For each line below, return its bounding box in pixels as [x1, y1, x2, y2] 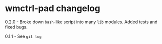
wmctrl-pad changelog [5, 3, 101, 14]
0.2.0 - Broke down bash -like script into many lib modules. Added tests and [5, 19, 158, 25]
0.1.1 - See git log [5, 33, 42, 39]
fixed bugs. [5, 24, 28, 29]
